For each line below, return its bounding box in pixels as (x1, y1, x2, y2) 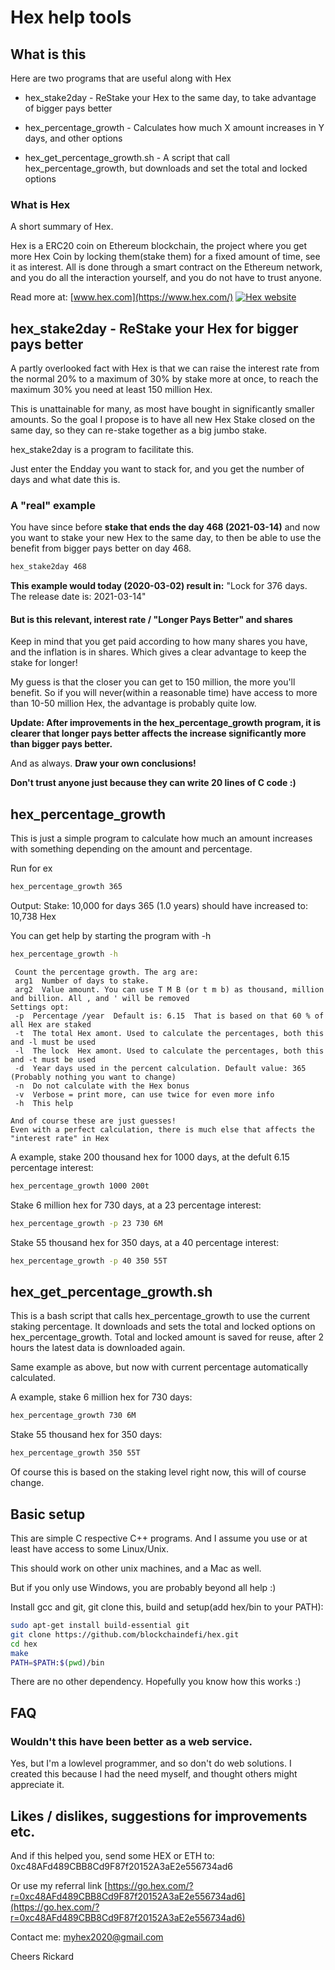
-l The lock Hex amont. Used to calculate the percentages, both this (14, 1046, 325, 1056)
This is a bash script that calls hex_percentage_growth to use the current (10, 1310, 311, 1322)
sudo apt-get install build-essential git (10, 1621, 190, 1631)
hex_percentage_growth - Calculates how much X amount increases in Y (24, 122, 325, 133)
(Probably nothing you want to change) (10, 1072, 177, 1083)
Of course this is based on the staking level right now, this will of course (10, 1466, 307, 1478)
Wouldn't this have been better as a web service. (10, 1734, 253, 1748)
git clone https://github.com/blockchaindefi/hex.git (10, 1629, 240, 1640)
